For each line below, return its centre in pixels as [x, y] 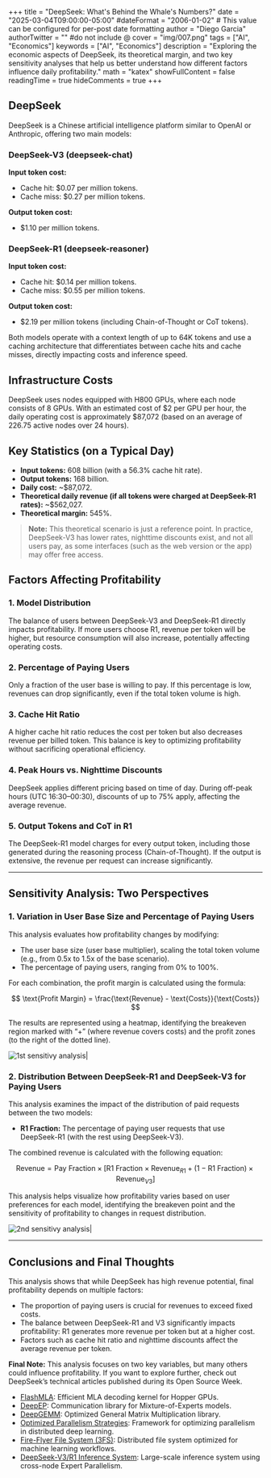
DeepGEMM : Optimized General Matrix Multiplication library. [120, 1414]
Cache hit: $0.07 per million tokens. [79, 188]
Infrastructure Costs [60, 380]
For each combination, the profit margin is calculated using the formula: [127, 983]
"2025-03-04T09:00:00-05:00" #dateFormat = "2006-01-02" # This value [133, 20]
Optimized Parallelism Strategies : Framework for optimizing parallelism [138, 1423]
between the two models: [50, 1112]
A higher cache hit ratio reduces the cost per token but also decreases [126, 732]
